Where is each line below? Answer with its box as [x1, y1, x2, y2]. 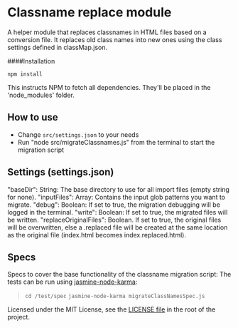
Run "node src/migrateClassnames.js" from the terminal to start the [17, 138, 215, 146]
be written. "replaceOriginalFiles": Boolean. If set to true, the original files [7, 215, 222, 224]
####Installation [7, 56, 55, 65]
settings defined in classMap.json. [7, 43, 108, 51]
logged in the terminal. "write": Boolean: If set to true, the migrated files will [7, 207, 228, 216]
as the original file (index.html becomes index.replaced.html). [7, 230, 187, 239]
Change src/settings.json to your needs [17, 130, 139, 139]
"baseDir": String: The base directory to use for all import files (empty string [7, 185, 229, 193]
